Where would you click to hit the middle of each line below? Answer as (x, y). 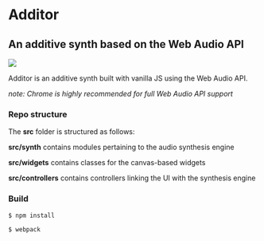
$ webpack (25, 229)
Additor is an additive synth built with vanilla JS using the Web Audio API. (128, 78)
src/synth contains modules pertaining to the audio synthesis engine (121, 147)
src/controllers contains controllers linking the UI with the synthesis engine (132, 178)
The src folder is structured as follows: (72, 132)
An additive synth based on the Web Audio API (126, 44)
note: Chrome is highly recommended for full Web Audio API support (120, 94)
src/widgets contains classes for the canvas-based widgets (107, 163)
